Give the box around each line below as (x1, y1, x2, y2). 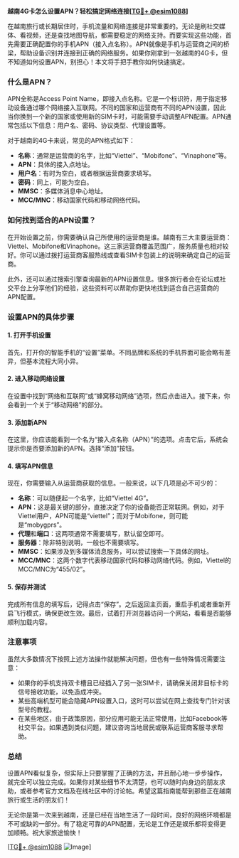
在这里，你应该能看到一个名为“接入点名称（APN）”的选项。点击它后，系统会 (7, 435, 229, 444)
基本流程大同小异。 (26, 357, 83, 365)
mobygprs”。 (26, 520, 66, 529)
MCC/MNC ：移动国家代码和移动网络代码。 (17, 195, 144, 205)
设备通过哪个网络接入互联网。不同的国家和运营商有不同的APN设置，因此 (13, 103, 226, 112)
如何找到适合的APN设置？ (7, 215, 96, 225)
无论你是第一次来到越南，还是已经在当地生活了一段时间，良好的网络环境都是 (7, 810, 232, 820)
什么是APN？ (7, 77, 53, 87)
